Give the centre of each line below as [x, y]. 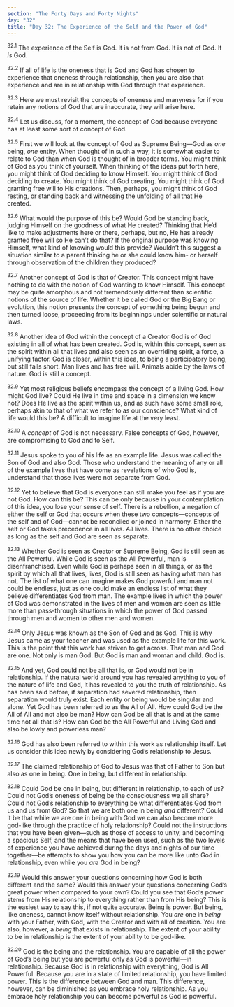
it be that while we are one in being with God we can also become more [110, 818]
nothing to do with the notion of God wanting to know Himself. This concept [116, 285]
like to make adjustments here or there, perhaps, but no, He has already [110, 233]
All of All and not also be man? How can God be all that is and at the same [114, 715]
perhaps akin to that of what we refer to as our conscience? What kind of [112, 410]
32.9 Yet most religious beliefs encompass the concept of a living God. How [116, 387]
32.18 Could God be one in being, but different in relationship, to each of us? [116, 787]
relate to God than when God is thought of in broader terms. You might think [117, 159]
